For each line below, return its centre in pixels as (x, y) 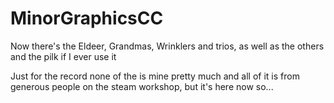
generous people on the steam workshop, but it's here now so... (142, 86)
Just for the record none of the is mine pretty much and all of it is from (155, 76)
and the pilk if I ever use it (63, 56)
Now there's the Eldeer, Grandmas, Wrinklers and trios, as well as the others (167, 46)
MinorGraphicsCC (87, 18)
